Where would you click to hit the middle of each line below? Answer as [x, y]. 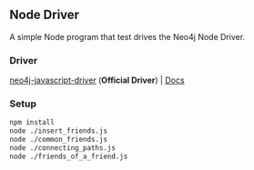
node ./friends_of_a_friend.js [69, 156]
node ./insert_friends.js [58, 131]
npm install [32, 123]
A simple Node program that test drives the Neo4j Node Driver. [127, 36]
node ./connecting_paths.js [63, 148]
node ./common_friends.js [58, 140]
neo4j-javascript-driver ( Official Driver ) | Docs [97, 80]
